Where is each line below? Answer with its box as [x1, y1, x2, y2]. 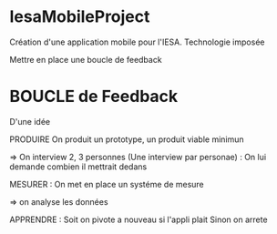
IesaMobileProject [9, 6, 150, 27]
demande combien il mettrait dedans [9, 161, 148, 172]
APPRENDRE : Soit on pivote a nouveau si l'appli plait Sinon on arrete [9, 214, 268, 225]
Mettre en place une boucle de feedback [9, 54, 162, 65]
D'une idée [9, 116, 51, 127]
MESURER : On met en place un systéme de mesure [9, 178, 205, 189]
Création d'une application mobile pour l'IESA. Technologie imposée [9, 36, 265, 47]
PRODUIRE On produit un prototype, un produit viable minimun [9, 134, 244, 145]
